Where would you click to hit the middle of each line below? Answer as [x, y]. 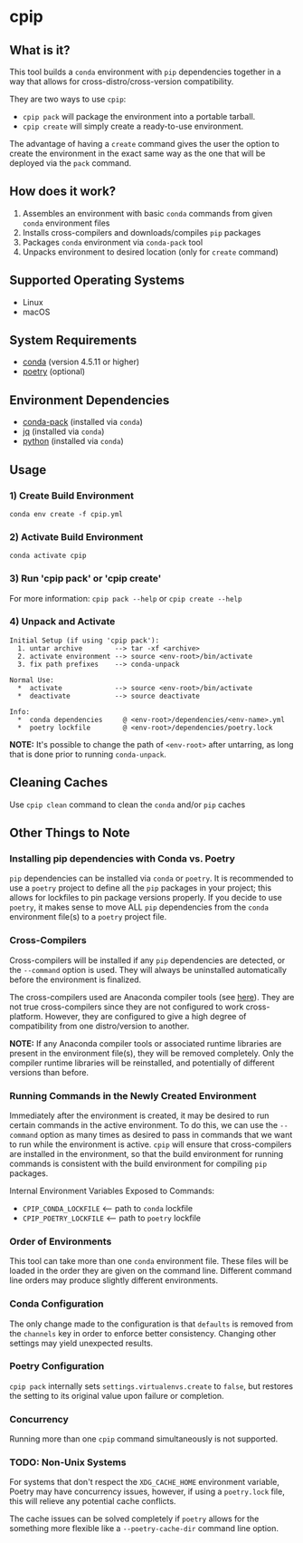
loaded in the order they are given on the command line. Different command [151, 1271]
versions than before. [49, 1072]
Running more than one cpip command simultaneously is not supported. [144, 1439]
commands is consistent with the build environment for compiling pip [138, 1163]
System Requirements [73, 340]
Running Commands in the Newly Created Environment [133, 1095]
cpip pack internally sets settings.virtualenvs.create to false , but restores [151, 1386]
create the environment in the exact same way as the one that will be [137, 153]
